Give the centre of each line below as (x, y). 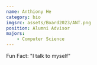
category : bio (24, 17)
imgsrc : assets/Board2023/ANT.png (49, 22)
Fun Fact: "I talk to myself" (38, 56)
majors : (16, 34)
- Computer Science (41, 39)
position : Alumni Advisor (38, 28)
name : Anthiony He (29, 12)
